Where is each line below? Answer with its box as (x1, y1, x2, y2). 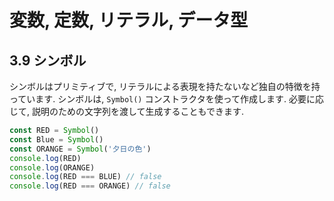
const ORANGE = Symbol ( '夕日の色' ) (9, 144, 152, 154)
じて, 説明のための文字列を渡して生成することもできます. (9, 106, 245, 117)
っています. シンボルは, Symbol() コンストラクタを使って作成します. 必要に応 (9, 93, 324, 105)
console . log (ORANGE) (9, 162, 96, 173)
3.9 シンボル (9, 52, 87, 69)
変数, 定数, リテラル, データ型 (9, 9, 249, 32)
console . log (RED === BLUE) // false (9, 172, 162, 182)
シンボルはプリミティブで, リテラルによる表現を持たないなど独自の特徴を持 (9, 81, 321, 92)
